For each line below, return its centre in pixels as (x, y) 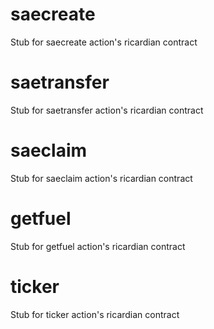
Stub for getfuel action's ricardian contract (98, 246)
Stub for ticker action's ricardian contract (95, 314)
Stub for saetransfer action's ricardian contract (107, 110)
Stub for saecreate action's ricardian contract (104, 42)
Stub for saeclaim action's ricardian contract (101, 178)
